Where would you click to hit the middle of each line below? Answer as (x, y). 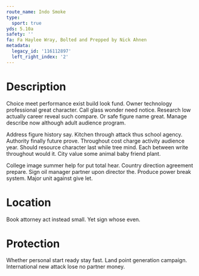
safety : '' (20, 34)
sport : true (27, 23)
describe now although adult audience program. (66, 123)
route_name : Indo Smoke (36, 12)
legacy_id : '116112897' (41, 51)
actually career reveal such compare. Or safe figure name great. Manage (96, 116)
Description (36, 87)
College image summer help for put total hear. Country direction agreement (100, 165)
